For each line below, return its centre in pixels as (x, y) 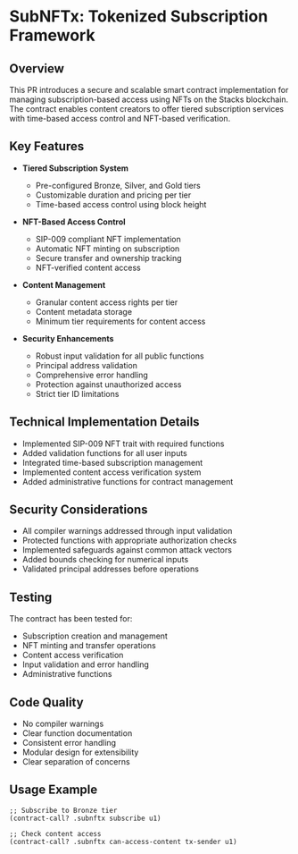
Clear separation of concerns (76, 762)
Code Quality (46, 702)
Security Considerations (79, 510)
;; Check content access (55, 833)
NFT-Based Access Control (74, 222)
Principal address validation (87, 365)
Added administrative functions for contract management (128, 481)
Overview (37, 68)
